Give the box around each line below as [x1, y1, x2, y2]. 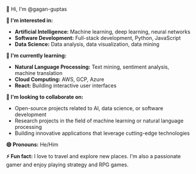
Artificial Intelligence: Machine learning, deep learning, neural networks [14, 28, 191, 35]
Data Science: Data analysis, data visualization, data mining [14, 41, 160, 47]
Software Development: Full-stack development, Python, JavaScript [14, 35, 181, 41]
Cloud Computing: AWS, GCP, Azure [14, 76, 104, 83]
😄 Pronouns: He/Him [6, 141, 59, 148]
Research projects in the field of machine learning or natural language [14, 117, 184, 124]
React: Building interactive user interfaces [14, 82, 117, 89]
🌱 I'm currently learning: [6, 52, 67, 59]
